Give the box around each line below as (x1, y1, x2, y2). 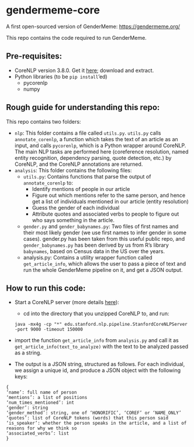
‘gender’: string (6, 405, 49, 411)
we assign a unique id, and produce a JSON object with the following (14, 367, 181, 374)
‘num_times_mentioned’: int (6, 400, 75, 406)
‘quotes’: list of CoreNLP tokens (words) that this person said (6, 415, 168, 421)
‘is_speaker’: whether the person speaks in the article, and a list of (6, 420, 187, 426)
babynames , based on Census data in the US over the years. (23, 247, 165, 255)
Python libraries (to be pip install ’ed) (14, 73, 108, 80)
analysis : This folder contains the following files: (14, 166, 132, 173)
